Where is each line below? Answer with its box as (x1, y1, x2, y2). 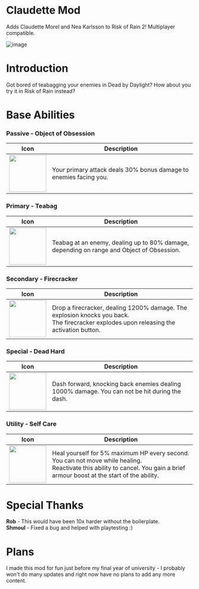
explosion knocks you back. (52, 311, 130, 319)
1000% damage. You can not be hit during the (52, 387, 181, 395)
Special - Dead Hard (6, 347, 65, 355)
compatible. (6, 29, 36, 36)
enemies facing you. (52, 173, 108, 181)
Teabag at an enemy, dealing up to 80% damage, (52, 238, 190, 246)
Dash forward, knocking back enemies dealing (52, 380, 181, 388)
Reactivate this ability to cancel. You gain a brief (52, 464, 185, 472)
